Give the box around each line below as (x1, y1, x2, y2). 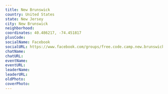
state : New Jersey (5, 16, 43, 21)
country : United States (5, 12, 55, 17)
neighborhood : (5, 26, 35, 31)
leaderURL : (5, 72, 28, 77)
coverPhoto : (5, 81, 30, 86)
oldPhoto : (5, 77, 26, 82)
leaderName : (5, 68, 30, 73)
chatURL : (5, 53, 23, 59)
